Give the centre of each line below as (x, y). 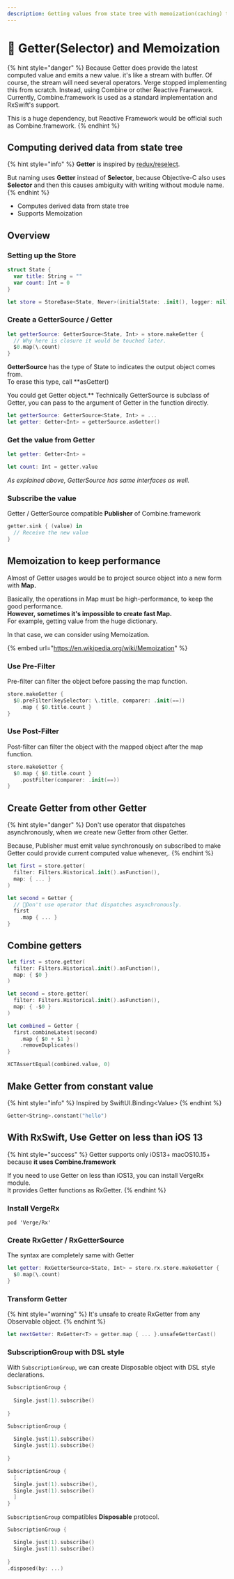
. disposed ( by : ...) (36, 1568)
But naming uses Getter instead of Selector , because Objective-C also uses (117, 178)
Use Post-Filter (33, 731)
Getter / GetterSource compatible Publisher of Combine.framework (104, 514)
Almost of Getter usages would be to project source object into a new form (114, 578)
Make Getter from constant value (80, 1086)
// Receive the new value (51, 533)
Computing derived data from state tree (95, 147)
